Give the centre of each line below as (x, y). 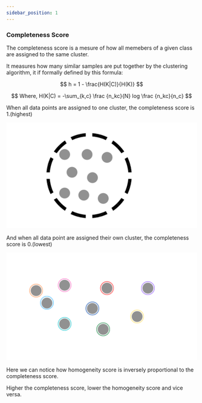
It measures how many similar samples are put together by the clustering (97, 66)
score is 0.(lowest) (29, 244)
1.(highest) (19, 114)
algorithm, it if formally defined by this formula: (65, 72)
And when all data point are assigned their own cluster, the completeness (98, 238)
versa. (14, 394)
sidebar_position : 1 (32, 13)
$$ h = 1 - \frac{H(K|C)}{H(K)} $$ (102, 84)
